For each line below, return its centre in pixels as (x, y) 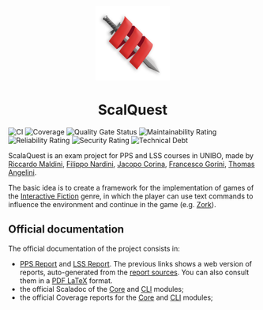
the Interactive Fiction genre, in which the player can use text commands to (131, 196)
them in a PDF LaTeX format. (66, 280)
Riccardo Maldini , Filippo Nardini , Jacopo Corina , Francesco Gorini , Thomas (131, 164)
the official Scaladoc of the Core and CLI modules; (101, 289)
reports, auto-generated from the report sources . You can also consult (134, 272)
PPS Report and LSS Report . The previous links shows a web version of (136, 263)
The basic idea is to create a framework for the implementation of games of (131, 187)
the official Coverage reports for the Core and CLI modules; (116, 297)
